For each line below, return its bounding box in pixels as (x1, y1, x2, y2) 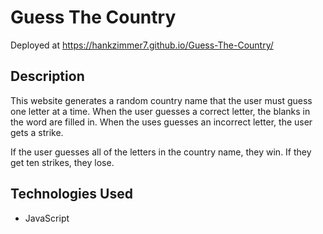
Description (10, 68, 85, 85)
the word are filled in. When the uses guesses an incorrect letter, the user (10, 116, 313, 128)
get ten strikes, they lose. (10, 156, 115, 168)
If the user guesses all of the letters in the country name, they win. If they (10, 146, 312, 158)
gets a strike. (10, 126, 64, 138)
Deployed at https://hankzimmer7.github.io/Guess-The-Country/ (10, 39, 274, 51)
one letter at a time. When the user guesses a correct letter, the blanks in (10, 105, 311, 117)
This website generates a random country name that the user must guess (10, 94, 313, 106)
